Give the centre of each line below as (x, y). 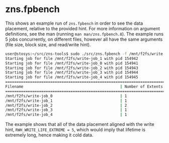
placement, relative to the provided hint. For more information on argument (82, 28)
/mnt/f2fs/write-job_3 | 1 (66, 110)
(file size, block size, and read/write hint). (48, 44)
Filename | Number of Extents (84, 87)
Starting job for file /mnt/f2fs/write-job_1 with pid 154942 (72, 58)
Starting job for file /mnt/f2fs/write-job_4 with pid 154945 (72, 77)
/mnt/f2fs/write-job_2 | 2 (66, 105)
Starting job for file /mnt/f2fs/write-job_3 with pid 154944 (72, 73)
